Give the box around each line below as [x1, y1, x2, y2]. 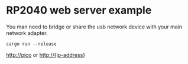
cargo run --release [6, 41, 57, 47]
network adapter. [6, 29, 48, 36]
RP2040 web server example [6, 4, 152, 17]
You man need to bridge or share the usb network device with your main [6, 23, 182, 30]
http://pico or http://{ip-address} [6, 51, 86, 58]
